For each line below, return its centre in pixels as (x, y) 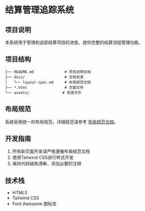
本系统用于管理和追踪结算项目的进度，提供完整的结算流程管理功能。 (74, 42)
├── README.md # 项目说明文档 (48, 72)
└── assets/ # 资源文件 (43, 93)
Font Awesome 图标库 (34, 204)
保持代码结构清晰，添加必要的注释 (47, 164)
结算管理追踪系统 (40, 10)
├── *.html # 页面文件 (44, 87)
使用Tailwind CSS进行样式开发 (43, 158)
